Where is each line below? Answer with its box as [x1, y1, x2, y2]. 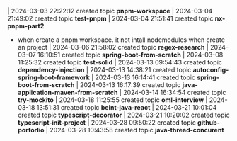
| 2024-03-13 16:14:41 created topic [91, 73, 196, 81]
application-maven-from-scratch [17, 89, 118, 96]
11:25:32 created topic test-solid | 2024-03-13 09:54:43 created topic [17, 58, 223, 67]
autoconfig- [192, 66, 229, 74]
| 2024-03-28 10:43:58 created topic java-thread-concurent [45, 126, 224, 134]
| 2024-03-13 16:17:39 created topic [76, 81, 181, 89]
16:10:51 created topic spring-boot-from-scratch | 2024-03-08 [37, 50, 224, 59]
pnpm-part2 [7, 22, 45, 30]
